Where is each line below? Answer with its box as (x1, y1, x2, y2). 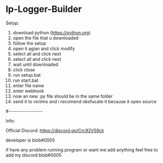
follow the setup (12, 40, 46, 46)
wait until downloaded (12, 61, 59, 67)
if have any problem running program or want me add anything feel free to (5, 147, 159, 153)
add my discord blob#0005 (5, 152, 62, 158)
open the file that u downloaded (12, 35, 79, 41)
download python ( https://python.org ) (12, 29, 91, 35)
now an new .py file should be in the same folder (12, 93, 113, 99)
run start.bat (12, 77, 39, 83)
